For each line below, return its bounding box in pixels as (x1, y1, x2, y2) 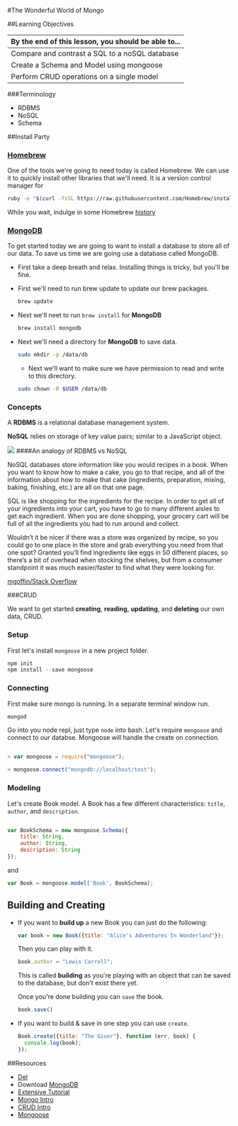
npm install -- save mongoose (7, 667, 93, 674)
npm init (7, 660, 33, 667)
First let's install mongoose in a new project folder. (7, 646, 149, 655)
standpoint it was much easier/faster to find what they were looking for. (7, 564, 216, 572)
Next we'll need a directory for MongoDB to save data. (17, 337, 177, 346)
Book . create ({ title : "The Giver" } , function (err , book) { (17, 1033, 196, 1040)
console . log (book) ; (24, 1039, 82, 1046)
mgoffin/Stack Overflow (7, 577, 78, 586)
